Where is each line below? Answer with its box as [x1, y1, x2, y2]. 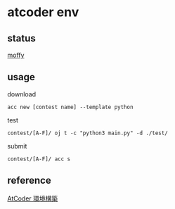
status [7, 32, 37, 44]
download [7, 89, 37, 99]
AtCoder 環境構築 [7, 194, 58, 203]
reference [7, 175, 51, 186]
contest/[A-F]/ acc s [7, 156, 71, 163]
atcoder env [7, 4, 79, 20]
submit [7, 141, 27, 150]
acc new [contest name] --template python [7, 103, 134, 110]
